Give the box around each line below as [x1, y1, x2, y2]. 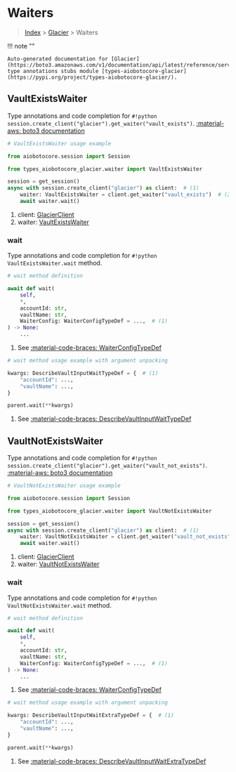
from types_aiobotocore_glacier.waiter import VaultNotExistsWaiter [7, 507, 212, 514]
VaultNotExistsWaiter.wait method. [7, 601, 112, 609]
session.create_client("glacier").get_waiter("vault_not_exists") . [7, 462, 208, 470]
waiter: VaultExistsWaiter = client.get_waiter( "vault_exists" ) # [20, 191, 221, 198]
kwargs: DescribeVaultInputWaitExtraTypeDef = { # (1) [7, 712, 174, 719]
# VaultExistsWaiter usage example [7, 140, 112, 147]
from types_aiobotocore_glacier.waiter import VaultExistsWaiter [7, 165, 202, 173]
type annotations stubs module [7, 67, 99, 74]
